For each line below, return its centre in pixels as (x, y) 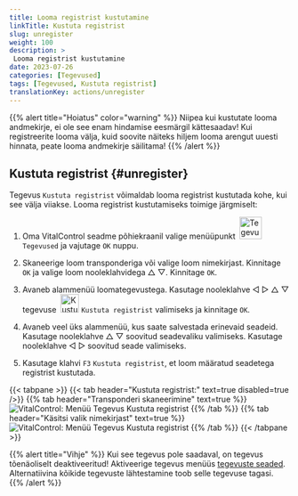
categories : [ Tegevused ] (55, 76)
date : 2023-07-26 (41, 68)
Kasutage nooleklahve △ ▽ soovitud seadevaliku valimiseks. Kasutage (152, 337)
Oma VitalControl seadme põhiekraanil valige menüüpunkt (129, 236)
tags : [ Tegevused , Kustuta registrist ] (83, 84)
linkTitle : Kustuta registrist (67, 26)
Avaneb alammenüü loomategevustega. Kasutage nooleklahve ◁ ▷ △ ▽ (155, 289)
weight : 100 (31, 42)
